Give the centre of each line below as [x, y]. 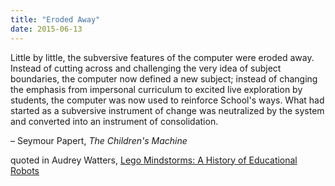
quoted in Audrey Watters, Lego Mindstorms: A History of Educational [154, 160]
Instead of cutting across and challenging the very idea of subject [146, 68]
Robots [25, 170]
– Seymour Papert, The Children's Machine [99, 140]
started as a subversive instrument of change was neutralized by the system [167, 110]
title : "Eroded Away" [55, 19]
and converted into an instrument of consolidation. [114, 121]
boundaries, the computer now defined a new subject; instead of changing [164, 78]
